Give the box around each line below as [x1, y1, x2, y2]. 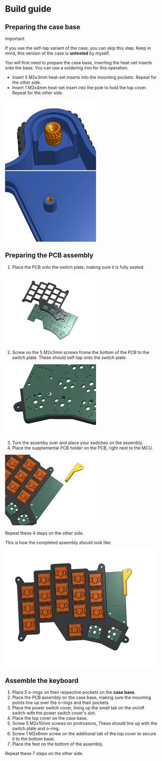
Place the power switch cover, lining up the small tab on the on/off [12, 705, 145, 710]
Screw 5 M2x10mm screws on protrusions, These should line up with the [12, 720, 158, 726]
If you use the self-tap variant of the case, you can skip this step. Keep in [5, 45, 151, 51]
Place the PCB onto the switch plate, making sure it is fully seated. [12, 264, 145, 270]
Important [5, 36, 25, 41]
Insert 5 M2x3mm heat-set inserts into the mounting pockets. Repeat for [12, 74, 157, 80]
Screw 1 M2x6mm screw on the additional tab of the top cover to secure [12, 730, 156, 736]
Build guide [5, 3, 52, 15]
